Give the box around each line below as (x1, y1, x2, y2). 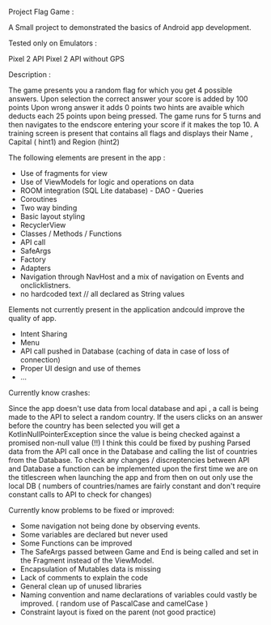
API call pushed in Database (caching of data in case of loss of (19, 346, 230, 356)
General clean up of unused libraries (19, 581, 142, 591)
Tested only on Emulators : (8, 38, 97, 48)
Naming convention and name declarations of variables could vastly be (19, 590, 257, 599)
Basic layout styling (19, 212, 86, 221)
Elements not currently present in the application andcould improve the (8, 305, 245, 315)
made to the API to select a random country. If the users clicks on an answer (8, 413, 263, 422)
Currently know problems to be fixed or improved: (8, 506, 175, 515)
